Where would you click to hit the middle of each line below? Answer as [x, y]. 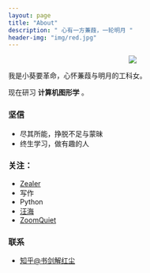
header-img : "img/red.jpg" [52, 37]
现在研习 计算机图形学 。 [48, 92]
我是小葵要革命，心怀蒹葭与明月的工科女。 [77, 76]
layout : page [30, 15]
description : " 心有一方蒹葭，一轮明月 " [71, 30]
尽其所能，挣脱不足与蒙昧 [61, 133]
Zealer [30, 183]
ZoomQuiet [38, 220]
